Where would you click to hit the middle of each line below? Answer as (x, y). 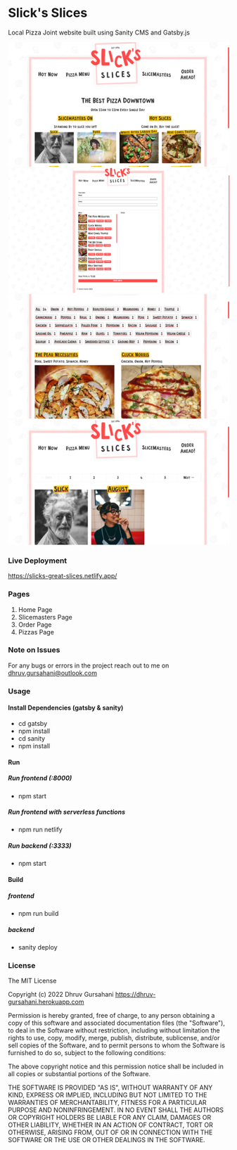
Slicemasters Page (45, 617)
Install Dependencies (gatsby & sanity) (66, 708)
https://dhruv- (135, 995)
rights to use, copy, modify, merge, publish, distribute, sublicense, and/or (114, 1038)
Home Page (35, 609)
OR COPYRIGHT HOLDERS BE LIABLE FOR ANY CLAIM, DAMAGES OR (110, 1118)
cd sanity (31, 738)
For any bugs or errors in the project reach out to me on (89, 665)
